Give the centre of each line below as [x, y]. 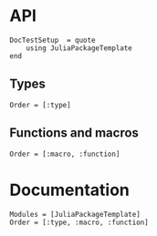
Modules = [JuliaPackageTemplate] [75, 214]
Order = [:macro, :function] [65, 154]
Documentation [70, 190]
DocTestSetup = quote [52, 40]
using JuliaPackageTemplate [79, 48]
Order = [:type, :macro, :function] [79, 222]
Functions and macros [74, 133]
